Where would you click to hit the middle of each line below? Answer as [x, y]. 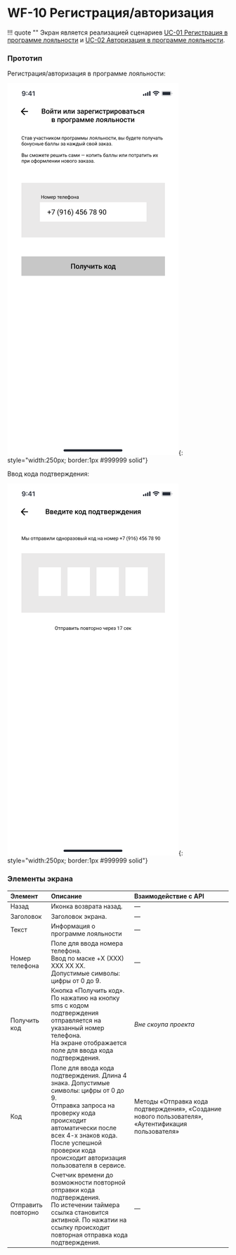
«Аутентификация [161, 1124]
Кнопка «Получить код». [88, 991]
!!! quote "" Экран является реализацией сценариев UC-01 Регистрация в [118, 32]
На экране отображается [89, 1043]
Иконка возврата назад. [87, 906]
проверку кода [73, 1113]
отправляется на [76, 1020]
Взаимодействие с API [170, 896]
